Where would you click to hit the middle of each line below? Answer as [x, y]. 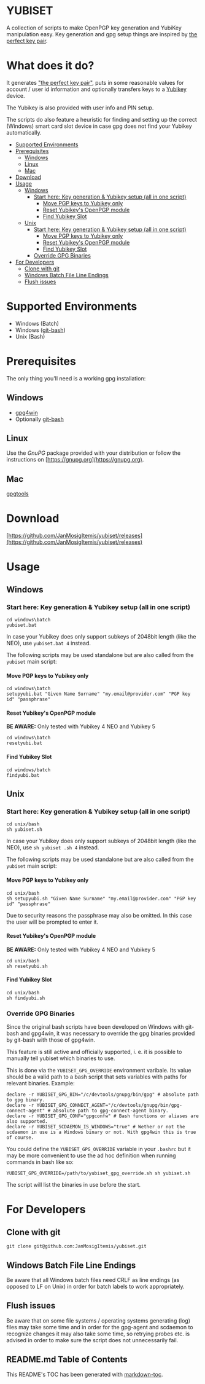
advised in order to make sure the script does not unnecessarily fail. [92, 1340]
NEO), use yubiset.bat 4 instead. [48, 643]
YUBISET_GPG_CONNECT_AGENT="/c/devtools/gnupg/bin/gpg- [110, 1106]
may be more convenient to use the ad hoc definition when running [91, 1155]
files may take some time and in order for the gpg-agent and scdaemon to [100, 1327]
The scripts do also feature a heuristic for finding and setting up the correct [102, 119]
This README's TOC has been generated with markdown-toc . [85, 1374]
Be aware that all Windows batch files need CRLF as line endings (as [93, 1280]
